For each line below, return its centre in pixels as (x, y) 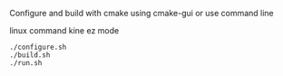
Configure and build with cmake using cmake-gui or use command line (141, 13)
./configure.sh (38, 47)
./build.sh (30, 55)
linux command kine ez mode (64, 30)
